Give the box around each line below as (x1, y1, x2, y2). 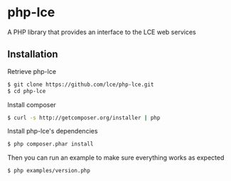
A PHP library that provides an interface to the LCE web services (7, 28, 197, 36)
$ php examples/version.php (7, 168, 91, 175)
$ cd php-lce (7, 87, 46, 94)
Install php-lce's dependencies (7, 127, 98, 136)
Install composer (7, 100, 57, 109)
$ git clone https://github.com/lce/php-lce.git (7, 81, 154, 88)
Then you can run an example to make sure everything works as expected (7, 153, 225, 162)
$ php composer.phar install (7, 141, 94, 148)
